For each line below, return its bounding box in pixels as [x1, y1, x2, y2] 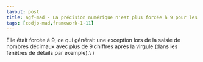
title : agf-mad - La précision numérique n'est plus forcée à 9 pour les [6, 14, 198, 20]
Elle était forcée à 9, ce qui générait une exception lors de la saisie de [6, 37, 181, 44]
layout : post [6, 8, 40, 15]
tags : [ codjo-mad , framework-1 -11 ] [6, 20, 94, 26]
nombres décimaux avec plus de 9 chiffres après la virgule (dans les [6, 43, 178, 50]
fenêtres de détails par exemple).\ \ [6, 49, 95, 57]
